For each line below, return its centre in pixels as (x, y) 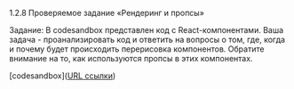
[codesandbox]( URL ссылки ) (63, 76)
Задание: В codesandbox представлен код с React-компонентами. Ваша (147, 30)
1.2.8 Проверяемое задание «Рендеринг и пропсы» (107, 13)
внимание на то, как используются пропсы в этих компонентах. (131, 58)
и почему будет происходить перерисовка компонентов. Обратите (137, 49)
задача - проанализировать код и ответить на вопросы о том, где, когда (147, 40)
